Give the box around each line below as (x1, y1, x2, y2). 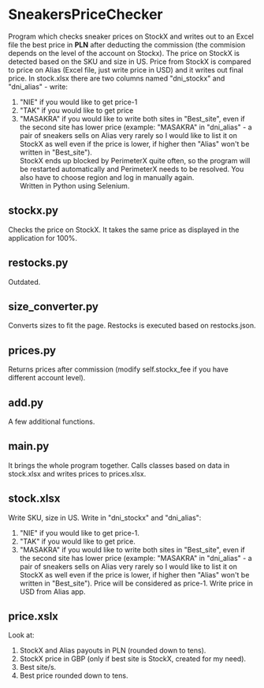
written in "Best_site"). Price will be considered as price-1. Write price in (19, 578, 254, 588)
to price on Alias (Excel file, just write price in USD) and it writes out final (8, 65, 244, 74)
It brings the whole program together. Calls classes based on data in (8, 460, 230, 470)
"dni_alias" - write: (8, 81, 69, 92)
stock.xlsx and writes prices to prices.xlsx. (8, 469, 147, 478)
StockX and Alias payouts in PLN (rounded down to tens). (19, 645, 206, 656)
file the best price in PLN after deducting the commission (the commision (8, 39, 246, 49)
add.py (8, 396, 44, 409)
